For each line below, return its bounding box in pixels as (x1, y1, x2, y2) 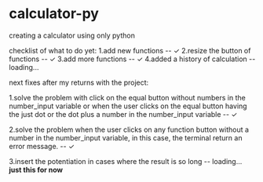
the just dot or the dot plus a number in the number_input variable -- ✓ (9, 109, 238, 118)
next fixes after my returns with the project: (9, 78, 149, 87)
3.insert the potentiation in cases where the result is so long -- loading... (9, 156, 243, 166)
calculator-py (9, 5, 99, 23)
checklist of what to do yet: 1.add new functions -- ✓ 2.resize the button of (9, 45, 251, 55)
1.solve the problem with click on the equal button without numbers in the (9, 93, 246, 102)
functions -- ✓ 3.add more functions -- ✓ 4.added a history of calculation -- (9, 54, 256, 64)
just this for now (9, 165, 64, 174)
